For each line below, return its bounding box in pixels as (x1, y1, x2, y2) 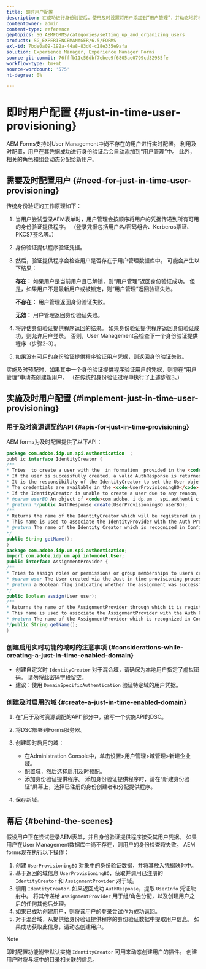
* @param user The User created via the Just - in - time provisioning (6, 576, 183, 582)
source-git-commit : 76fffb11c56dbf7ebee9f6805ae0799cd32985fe (6, 55, 169, 61)
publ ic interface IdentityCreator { (6, 456, 103, 462)
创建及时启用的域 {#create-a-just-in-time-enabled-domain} (6, 698, 187, 707)
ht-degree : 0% (6, 72, 43, 78)
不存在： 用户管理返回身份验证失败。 (15, 299, 109, 305)
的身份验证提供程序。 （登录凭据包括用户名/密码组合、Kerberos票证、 (15, 223, 193, 230)
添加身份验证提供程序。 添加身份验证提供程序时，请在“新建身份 (24, 775, 185, 783)
